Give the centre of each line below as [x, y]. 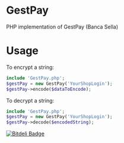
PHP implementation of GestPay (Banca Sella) [62, 27]
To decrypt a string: [30, 100]
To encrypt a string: [30, 67]
